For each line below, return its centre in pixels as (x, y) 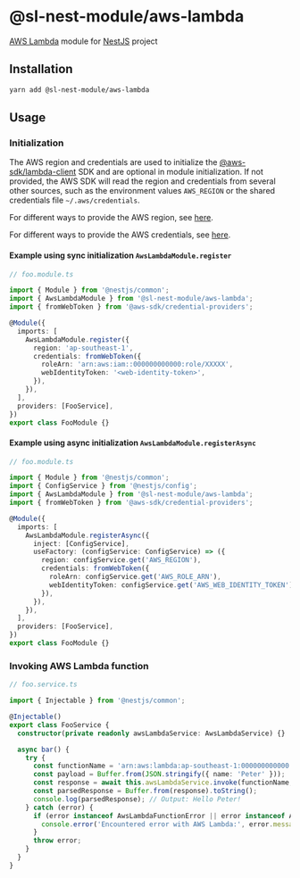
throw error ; (57, 841)
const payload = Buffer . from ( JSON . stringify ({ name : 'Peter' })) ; (159, 774)
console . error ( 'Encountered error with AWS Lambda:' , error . (158, 824)
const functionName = (73, 766)
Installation (41, 69)
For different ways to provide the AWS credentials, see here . (120, 235)
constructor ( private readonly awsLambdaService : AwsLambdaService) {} (151, 733)
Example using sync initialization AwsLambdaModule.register (121, 255)
